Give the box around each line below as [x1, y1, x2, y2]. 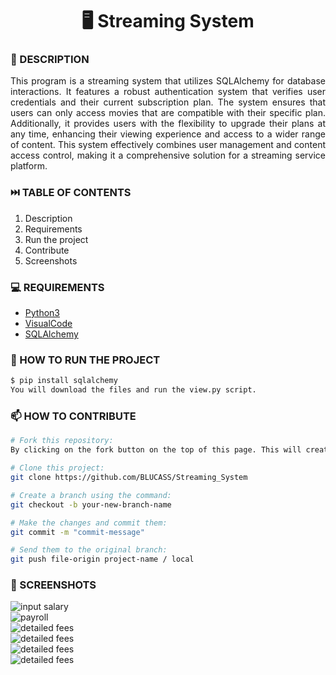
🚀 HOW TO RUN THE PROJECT [10, 353, 161, 367]
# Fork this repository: [10, 436, 114, 446]
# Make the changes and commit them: [10, 518, 168, 528]
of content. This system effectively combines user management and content [10, 139, 326, 151]
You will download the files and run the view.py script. [10, 385, 257, 395]
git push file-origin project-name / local [10, 554, 195, 565]
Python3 [24, 307, 60, 319]
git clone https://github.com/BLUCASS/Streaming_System [10, 473, 248, 483]
